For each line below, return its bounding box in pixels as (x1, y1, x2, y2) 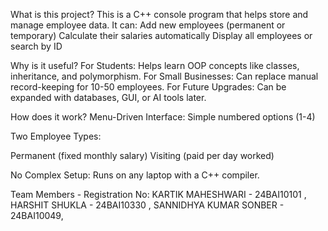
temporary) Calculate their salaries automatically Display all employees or (10, 30, 313, 41)
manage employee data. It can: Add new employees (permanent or (10, 19, 286, 31)
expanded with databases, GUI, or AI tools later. (10, 92, 207, 103)
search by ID (10, 40, 63, 52)
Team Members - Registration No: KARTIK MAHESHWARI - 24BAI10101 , (10, 189, 307, 200)
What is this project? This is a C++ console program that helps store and (10, 9, 309, 20)
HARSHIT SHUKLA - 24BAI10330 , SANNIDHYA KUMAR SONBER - (10, 199, 285, 211)
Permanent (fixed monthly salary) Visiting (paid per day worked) (10, 150, 275, 161)
